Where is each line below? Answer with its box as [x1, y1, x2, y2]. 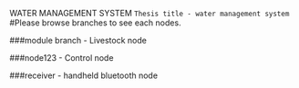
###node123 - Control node [9, 53, 114, 63]
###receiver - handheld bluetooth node [9, 70, 158, 81]
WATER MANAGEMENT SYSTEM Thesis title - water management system [9, 8, 290, 18]
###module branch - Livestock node [9, 35, 148, 45]
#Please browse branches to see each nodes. [9, 17, 181, 28]
